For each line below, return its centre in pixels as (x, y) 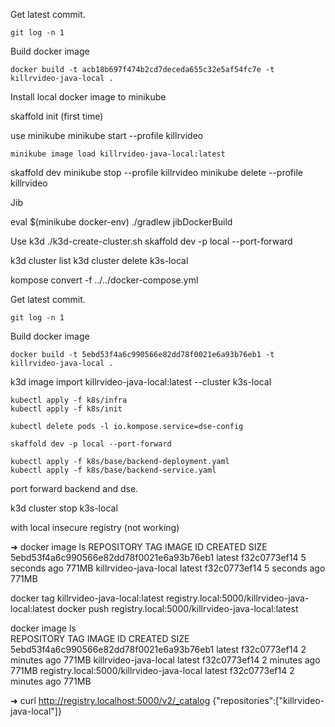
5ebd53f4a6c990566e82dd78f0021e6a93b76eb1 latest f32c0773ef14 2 (158, 649)
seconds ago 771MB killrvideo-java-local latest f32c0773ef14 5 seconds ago (168, 568)
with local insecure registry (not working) (95, 527)
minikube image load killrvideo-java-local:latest (118, 154)
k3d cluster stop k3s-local (64, 508)
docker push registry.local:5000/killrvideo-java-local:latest (177, 608)
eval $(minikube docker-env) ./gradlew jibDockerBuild (121, 222)
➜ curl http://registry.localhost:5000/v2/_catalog (110, 700)
